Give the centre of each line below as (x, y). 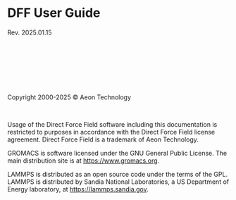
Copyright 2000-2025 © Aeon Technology (69, 97)
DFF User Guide (54, 13)
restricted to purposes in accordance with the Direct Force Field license (111, 132)
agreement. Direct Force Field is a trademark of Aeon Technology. (103, 139)
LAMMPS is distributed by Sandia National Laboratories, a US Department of (118, 182)
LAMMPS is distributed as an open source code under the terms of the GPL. (117, 174)
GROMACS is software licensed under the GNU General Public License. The (117, 153)
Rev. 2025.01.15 (30, 32)
